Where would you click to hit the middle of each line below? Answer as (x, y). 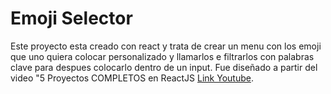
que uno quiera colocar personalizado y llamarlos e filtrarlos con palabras (162, 56)
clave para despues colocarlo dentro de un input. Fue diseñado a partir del (164, 67)
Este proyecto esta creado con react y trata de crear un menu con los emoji (166, 46)
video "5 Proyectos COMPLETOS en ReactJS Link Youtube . (132, 78)
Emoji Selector (71, 18)
